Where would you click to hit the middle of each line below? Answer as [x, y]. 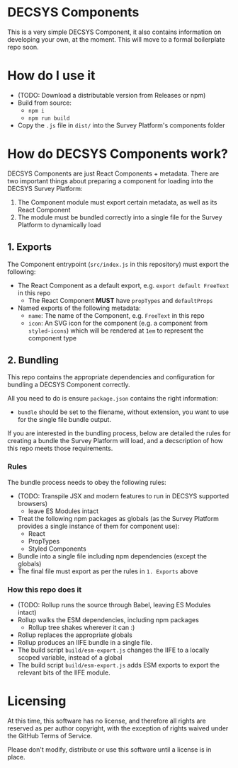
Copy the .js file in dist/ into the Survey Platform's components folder [121, 125]
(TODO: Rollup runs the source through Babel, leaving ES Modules [114, 605]
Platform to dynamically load [59, 224]
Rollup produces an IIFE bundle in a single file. [85, 643]
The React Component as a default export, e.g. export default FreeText [123, 285]
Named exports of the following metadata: [79, 308]
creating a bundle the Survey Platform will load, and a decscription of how [115, 441]
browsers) [33, 503]
